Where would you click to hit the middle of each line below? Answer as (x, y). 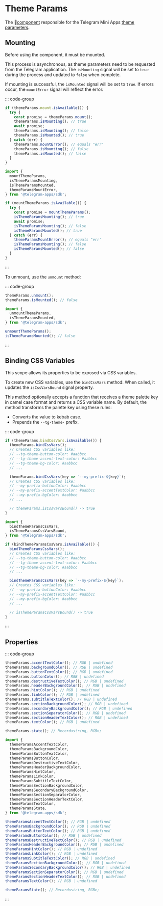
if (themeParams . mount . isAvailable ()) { (47, 108)
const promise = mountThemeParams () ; (52, 212)
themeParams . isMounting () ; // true (50, 122)
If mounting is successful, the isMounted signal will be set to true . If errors (80, 84)
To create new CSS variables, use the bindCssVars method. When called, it (80, 382)
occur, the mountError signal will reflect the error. (54, 89)
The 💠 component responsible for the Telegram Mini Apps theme (70, 22)
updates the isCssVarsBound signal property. (49, 387)
